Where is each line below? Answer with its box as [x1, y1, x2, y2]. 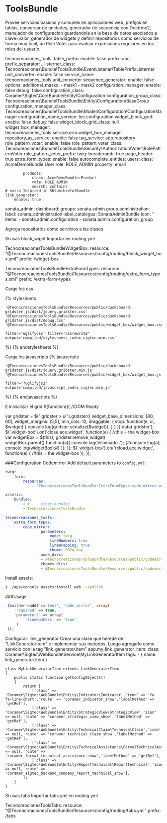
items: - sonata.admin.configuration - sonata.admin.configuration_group [5, 216, 153, 222]
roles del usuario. [5, 46, 41, 52]
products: [23, 171, 43, 176]
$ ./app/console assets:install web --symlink [5, 585, 103, 590]
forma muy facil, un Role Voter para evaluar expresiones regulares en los [5, 40, 154, 46]
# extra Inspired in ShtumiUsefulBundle [5, 188, 90, 193]
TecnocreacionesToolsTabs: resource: [5, 802, 83, 808]
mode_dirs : [40, 552, 64, 557]
